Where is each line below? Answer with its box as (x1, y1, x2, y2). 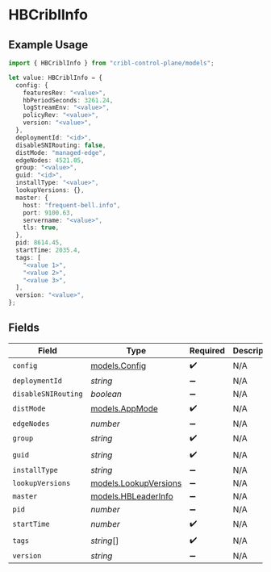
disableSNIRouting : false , (15, 141, 106, 149)
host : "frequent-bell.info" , (23, 201, 121, 209)
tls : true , (23, 223, 60, 232)
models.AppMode (90, 403, 159, 415)
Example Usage (8, 38, 89, 52)
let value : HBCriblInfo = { (8, 73, 103, 81)
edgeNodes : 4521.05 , (15, 156, 85, 165)
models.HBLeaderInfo (90, 491, 173, 502)
